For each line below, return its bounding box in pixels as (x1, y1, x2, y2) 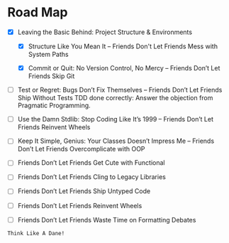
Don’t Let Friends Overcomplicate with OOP (17, 145, 145, 153)
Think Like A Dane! (7, 229, 65, 237)
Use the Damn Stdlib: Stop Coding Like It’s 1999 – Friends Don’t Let (17, 115, 214, 124)
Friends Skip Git (28, 72, 75, 80)
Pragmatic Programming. (17, 101, 91, 110)
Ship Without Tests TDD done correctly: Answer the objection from (17, 94, 213, 102)
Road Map (7, 4, 69, 21)
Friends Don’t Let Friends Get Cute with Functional (17, 158, 165, 167)
